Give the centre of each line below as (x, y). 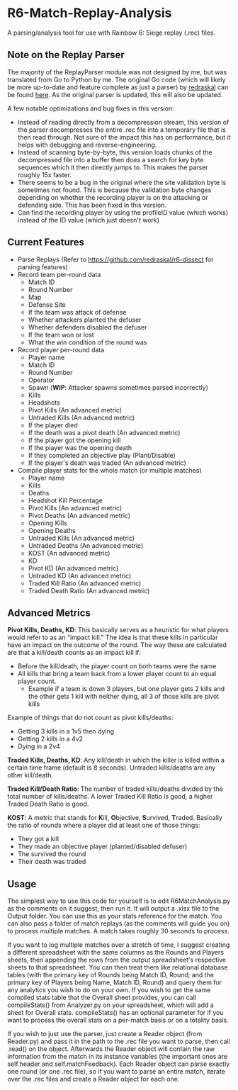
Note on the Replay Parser (66, 55)
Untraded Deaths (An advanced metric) (86, 545)
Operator (41, 380)
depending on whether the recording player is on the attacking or (113, 197)
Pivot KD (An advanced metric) (73, 568)
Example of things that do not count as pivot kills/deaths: (90, 718)
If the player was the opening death (80, 447)
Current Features (46, 242)
